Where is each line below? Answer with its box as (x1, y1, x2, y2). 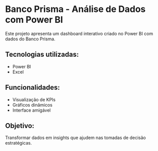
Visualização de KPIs (12, 96, 56, 103)
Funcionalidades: (5, 83, 60, 92)
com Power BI (5, 14, 63, 25)
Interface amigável (12, 107, 51, 113)
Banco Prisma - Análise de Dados (5, 3, 146, 15)
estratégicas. (5, 140, 32, 146)
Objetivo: (5, 121, 35, 130)
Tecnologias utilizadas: (5, 50, 79, 59)
